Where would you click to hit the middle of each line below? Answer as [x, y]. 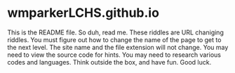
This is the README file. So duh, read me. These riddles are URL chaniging [116, 32]
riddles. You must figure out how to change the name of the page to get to [114, 39]
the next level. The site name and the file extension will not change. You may [118, 47]
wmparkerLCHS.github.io [83, 13]
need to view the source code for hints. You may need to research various [114, 55]
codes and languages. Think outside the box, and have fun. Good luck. [109, 62]
